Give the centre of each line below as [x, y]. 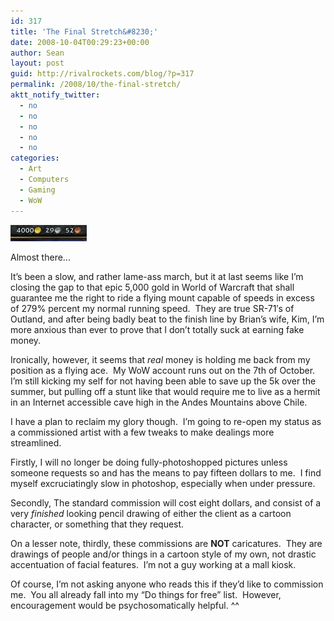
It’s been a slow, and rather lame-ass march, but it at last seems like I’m [157, 276]
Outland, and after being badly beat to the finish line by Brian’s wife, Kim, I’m [167, 319]
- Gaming [37, 190]
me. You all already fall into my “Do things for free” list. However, [146, 594]
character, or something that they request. [97, 524]
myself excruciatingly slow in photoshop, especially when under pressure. [163, 483]
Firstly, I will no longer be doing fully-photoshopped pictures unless [149, 462]
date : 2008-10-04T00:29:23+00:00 [80, 42]
